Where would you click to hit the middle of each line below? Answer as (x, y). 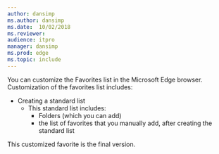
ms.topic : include (34, 60)
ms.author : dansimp (36, 20)
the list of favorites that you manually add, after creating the (125, 123)
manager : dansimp (33, 46)
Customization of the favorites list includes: (70, 87)
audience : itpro (31, 40)
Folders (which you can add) (80, 115)
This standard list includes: (67, 108)
